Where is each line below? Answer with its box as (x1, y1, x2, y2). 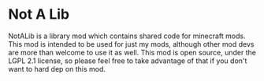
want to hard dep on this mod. (8, 64, 106, 73)
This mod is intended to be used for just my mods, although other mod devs (8, 39, 255, 48)
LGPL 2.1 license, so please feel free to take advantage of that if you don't (8, 56, 247, 65)
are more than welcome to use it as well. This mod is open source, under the (8, 48, 256, 57)
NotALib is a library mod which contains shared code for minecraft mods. (8, 31, 246, 40)
